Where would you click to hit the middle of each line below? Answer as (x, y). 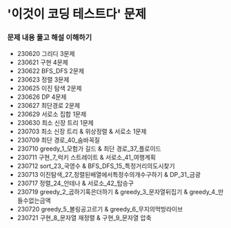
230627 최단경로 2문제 (49, 106)
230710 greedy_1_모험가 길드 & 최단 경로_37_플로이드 (89, 149)
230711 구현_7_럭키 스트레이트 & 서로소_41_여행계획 (87, 158)
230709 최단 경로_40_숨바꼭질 (58, 140)
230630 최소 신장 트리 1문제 (56, 123)
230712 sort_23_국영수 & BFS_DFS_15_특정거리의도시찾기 (96, 166)
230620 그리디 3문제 (46, 54)
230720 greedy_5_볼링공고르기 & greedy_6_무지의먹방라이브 (100, 209)
